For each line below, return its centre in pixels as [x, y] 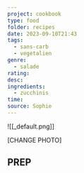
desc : [15, 80]
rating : [19, 73]
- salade [26, 67]
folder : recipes [31, 27]
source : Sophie [30, 106]
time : [15, 100]
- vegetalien [33, 54]
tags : [15, 40]
